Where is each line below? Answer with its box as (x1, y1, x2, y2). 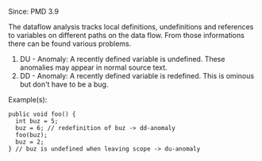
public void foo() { (8, 110, 77, 118)
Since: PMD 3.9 (8, 7, 60, 16)
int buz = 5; (15, 117, 59, 125)
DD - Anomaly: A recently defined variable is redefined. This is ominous (19, 71, 255, 80)
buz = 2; (15, 138, 44, 146)
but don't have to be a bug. (19, 79, 109, 89)
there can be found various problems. (8, 39, 132, 48)
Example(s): (8, 95, 48, 104)
